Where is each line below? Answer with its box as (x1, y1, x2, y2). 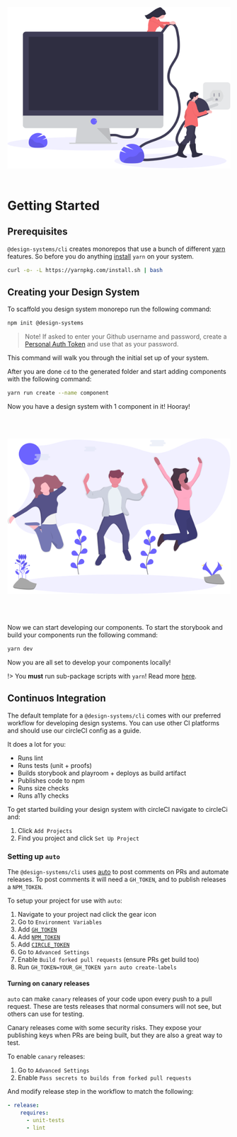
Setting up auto (7, 852, 60, 861)
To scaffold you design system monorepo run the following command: (7, 305, 212, 314)
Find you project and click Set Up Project (17, 834, 139, 842)
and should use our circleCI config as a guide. (7, 726, 141, 735)
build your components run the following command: (7, 630, 158, 640)
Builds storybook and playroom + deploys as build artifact (17, 769, 186, 777)
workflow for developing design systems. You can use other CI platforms (7, 718, 220, 727)
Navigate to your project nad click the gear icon (17, 910, 157, 919)
